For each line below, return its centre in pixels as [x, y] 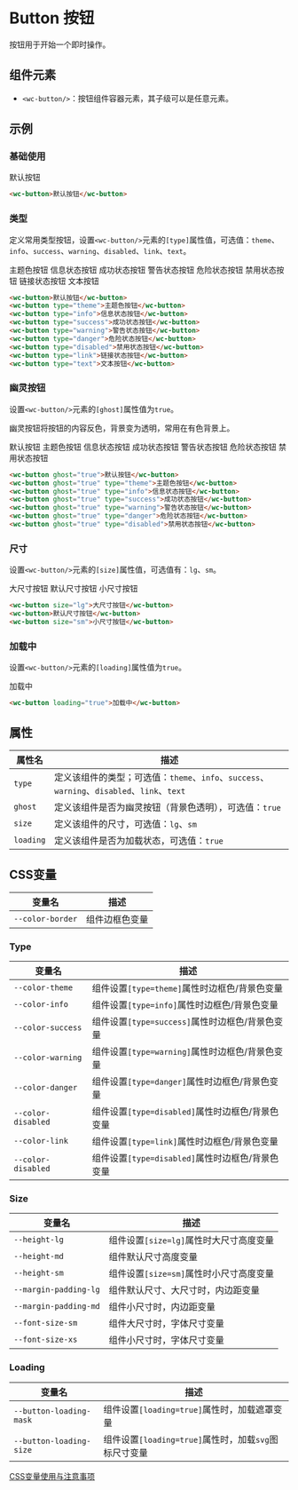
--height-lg [39, 1240]
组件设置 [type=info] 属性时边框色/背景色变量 [185, 1004]
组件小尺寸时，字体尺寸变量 [166, 1340]
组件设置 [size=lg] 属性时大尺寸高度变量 [192, 1240]
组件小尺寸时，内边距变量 [162, 1307]
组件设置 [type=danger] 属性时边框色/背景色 [181, 1082]
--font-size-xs [46, 1340]
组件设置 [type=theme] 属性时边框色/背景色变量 [188, 988]
